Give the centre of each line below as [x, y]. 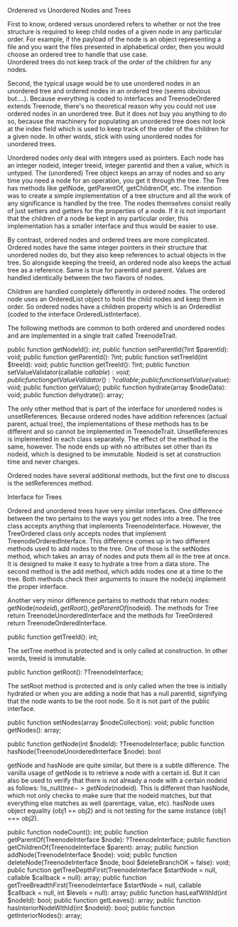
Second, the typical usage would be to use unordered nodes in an [104, 83]
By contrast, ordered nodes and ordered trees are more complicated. [108, 240]
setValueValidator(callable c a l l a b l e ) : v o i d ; [69, 372]
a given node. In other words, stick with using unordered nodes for [105, 136]
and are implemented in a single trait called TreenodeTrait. [92, 336]
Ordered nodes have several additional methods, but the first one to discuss [118, 476]
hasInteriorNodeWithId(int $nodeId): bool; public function [91, 908]
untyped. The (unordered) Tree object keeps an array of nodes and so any [116, 173]
